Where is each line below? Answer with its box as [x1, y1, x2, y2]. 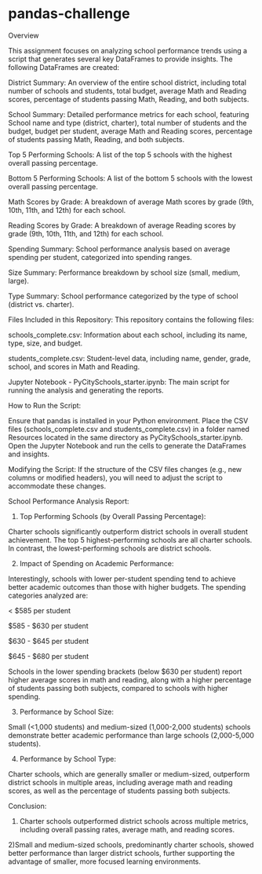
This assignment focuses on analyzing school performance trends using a [8, 46, 248, 55]
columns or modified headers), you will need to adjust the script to [8, 473, 224, 482]
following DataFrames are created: [8, 62, 120, 71]
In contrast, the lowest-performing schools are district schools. [8, 543, 212, 553]
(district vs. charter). [8, 299, 75, 309]
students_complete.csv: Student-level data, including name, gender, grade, [8, 353, 251, 363]
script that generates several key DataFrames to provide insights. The [8, 54, 233, 64]
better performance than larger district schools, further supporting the [8, 848, 235, 858]
